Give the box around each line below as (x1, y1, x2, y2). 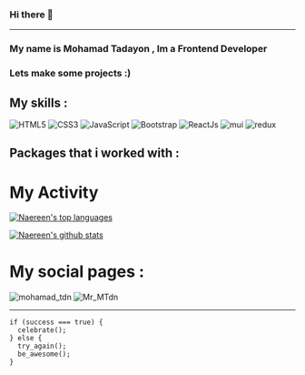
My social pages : (9, 261, 145, 282)
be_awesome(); (17, 350, 71, 359)
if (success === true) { (9, 318, 103, 327)
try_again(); (17, 341, 67, 351)
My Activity (9, 182, 99, 203)
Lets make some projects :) (9, 67, 132, 80)
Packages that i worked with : (9, 146, 180, 161)
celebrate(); (17, 326, 67, 335)
